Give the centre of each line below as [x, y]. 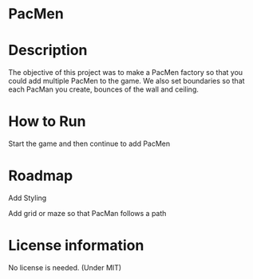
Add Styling [28, 198]
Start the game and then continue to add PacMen [89, 143]
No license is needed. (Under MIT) [65, 267]
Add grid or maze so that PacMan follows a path [87, 213]
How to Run [47, 122]
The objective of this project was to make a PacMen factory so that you [126, 73]
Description [48, 51]
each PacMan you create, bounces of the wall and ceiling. [104, 89]
